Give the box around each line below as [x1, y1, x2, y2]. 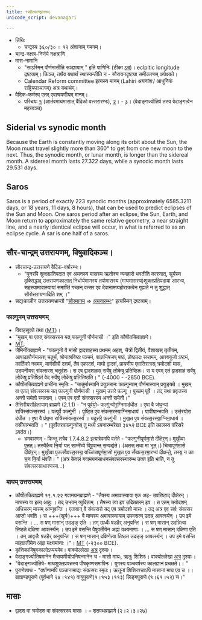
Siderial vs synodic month [6, 122, 107, 132]
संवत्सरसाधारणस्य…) [24, 462, 65, 469]
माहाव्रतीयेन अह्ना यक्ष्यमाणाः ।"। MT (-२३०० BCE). [14, 539, 119, 546]
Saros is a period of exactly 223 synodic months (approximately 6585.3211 [6, 198, 191, 205]
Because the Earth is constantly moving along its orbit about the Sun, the [6, 139, 188, 146]
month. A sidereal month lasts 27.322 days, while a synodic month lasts [6, 158, 184, 165]
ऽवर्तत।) [14, 428, 32, 436]
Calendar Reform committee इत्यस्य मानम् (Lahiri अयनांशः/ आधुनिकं [24, 77, 173, 85]
